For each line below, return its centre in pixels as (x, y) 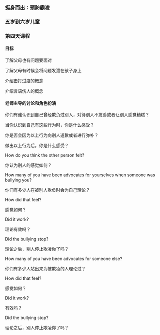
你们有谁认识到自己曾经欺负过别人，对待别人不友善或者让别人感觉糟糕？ (77, 115)
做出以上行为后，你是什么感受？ (37, 146)
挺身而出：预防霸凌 (27, 7)
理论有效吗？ (18, 229)
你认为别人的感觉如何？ (28, 165)
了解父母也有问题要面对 (28, 60)
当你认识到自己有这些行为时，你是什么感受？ (50, 125)
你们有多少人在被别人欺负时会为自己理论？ (48, 190)
